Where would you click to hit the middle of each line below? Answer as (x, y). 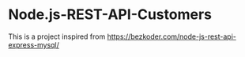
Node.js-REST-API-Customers (110, 15)
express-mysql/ (34, 44)
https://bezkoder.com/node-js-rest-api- (172, 36)
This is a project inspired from (57, 36)
